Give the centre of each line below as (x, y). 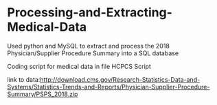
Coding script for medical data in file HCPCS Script (79, 66)
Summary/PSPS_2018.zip (43, 94)
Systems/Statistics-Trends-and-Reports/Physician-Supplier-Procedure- (108, 87)
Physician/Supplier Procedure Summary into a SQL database (93, 53)
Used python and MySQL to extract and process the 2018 (89, 46)
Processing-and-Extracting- (90, 13)
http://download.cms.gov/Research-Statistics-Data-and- (120, 79)
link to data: (24, 79)
